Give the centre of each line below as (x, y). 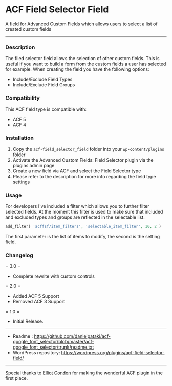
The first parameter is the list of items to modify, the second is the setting (83, 236)
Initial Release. (28, 321)
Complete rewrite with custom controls (53, 276)
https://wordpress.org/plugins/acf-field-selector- (113, 353)
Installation (20, 138)
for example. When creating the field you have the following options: (77, 69)
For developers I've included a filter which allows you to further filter (77, 206)
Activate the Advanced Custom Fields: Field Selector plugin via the (83, 160)
